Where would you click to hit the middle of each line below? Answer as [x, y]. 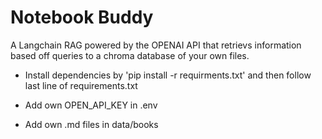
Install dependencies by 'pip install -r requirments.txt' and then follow [168, 75]
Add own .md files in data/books [91, 124]
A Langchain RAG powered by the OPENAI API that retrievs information [156, 45]
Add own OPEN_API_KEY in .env [91, 105]
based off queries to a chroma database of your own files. [130, 55]
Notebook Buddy [82, 17]
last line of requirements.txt [81, 85]
